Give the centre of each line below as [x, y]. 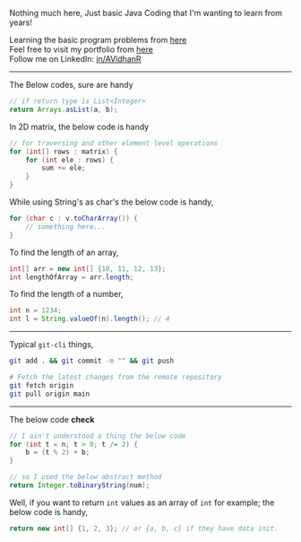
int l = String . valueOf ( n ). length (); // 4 [90, 319]
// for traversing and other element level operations [114, 143]
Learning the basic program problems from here [98, 40]
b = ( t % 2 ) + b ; [58, 452]
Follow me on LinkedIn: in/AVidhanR [75, 59]
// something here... [65, 227]
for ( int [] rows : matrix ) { [64, 152]
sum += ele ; [64, 168]
